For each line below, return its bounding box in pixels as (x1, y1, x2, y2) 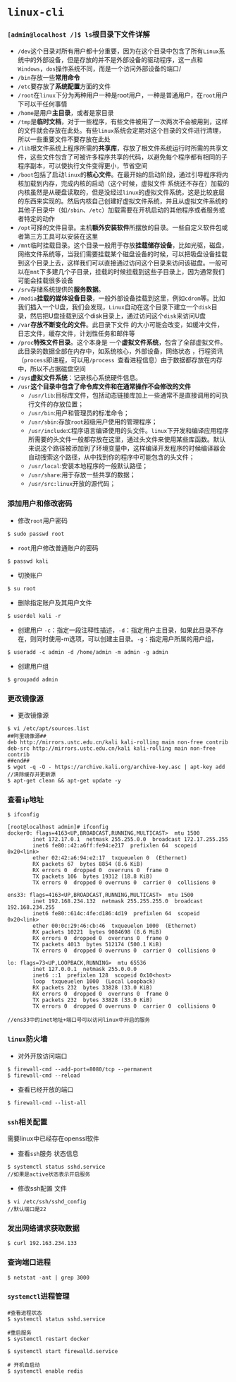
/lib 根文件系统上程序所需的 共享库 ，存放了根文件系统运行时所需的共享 (17, 144, 222, 153)
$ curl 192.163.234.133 (7, 1240, 77, 1247)
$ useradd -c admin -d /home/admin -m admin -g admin (7, 648, 169, 655)
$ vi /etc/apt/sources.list (7, 725, 90, 732)
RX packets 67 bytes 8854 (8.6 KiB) (32, 861, 143, 868)
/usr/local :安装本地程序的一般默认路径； (27, 462, 149, 470)
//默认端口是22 (7, 1205, 47, 1213)
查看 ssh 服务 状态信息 (17, 1149, 79, 1157)
